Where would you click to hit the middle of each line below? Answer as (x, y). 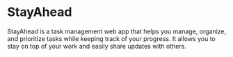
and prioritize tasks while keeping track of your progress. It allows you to (111, 38)
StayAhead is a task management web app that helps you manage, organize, (117, 31)
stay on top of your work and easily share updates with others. (97, 46)
